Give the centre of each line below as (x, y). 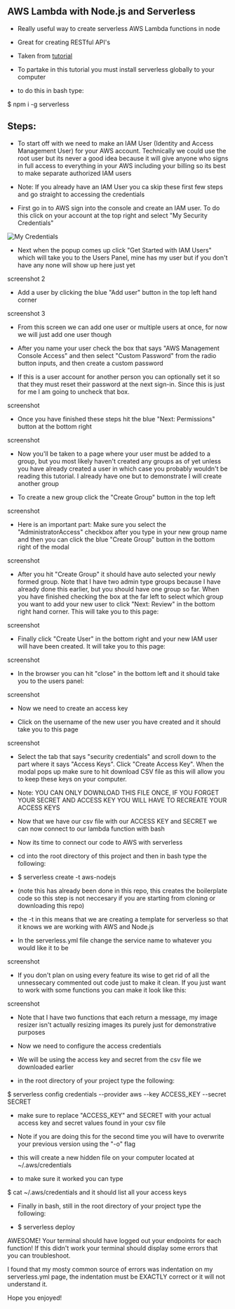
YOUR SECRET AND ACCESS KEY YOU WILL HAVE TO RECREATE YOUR (122, 800)
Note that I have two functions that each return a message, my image (117, 1017)
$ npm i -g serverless (38, 104)
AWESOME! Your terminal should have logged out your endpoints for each (114, 1240)
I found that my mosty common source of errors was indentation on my (110, 1269)
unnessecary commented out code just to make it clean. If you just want (122, 982)
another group (38, 483)
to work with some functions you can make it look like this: (102, 990)
